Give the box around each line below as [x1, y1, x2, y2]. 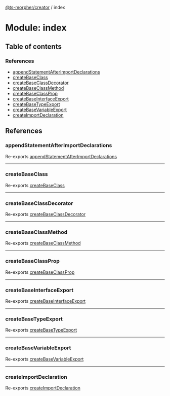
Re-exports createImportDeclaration [5, 385, 81, 391]
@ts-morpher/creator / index [5, 5, 65, 10]
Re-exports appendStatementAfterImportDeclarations [5, 153, 117, 159]
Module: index [5, 22, 67, 33]
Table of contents [5, 42, 62, 51]
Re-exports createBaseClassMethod [5, 240, 81, 246]
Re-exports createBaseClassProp [5, 269, 75, 275]
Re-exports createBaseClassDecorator [5, 211, 86, 218]
